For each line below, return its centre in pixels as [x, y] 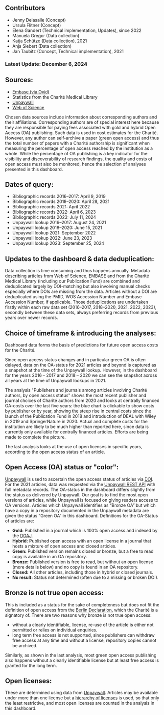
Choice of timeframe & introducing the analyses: [81, 333]
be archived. [25, 645]
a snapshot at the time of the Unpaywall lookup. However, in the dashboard [81, 370]
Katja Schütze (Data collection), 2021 [49, 41]
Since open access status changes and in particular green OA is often [75, 359]
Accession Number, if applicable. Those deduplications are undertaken [77, 302]
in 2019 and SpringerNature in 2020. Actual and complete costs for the [76, 421]
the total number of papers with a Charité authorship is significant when [78, 143]
